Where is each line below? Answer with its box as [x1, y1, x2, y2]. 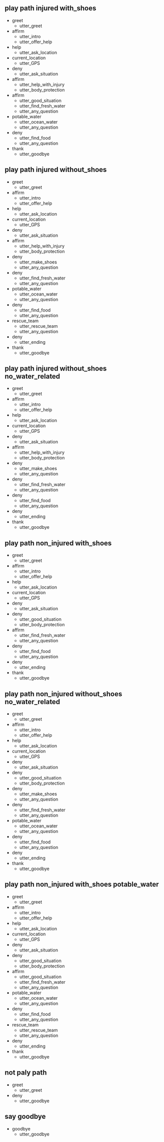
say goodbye [4, 1112, 46, 1121]
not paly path [4, 1068, 47, 1077]
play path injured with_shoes [4, 4, 96, 13]
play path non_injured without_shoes [4, 690, 122, 698]
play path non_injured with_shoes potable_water [4, 880, 159, 889]
